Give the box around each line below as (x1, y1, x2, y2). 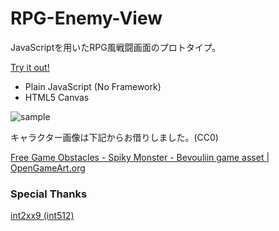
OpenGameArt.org (10, 162, 86, 174)
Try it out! (10, 61, 50, 73)
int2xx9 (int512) (10, 210, 75, 222)
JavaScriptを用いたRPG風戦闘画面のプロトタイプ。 (10, 41, 222, 53)
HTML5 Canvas (24, 91, 90, 103)
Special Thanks (10, 187, 88, 201)
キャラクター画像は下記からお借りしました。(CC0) (10, 131, 219, 143)
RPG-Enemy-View (10, 7, 163, 30)
